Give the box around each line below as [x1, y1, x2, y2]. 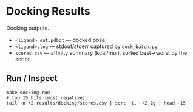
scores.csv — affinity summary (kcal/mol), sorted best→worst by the [15, 49, 188, 56]
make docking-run [6, 89, 50, 96]
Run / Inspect [6, 73, 58, 83]
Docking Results [6, 4, 91, 18]
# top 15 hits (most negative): [6, 94, 88, 101]
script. [15, 55, 32, 63]
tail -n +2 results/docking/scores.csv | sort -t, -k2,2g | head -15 [6, 100, 186, 106]
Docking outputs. [6, 24, 50, 32]
